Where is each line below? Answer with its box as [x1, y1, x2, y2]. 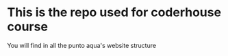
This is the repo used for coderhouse [7, 5, 221, 20]
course [7, 19, 48, 34]
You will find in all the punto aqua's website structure [7, 41, 156, 49]
